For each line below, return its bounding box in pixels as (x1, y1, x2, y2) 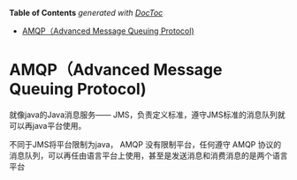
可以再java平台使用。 (9, 120, 87, 131)
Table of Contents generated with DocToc (9, 8, 164, 18)
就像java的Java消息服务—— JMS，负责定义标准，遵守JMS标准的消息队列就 (9, 109, 286, 120)
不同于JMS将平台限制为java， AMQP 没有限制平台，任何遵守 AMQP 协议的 (9, 139, 281, 149)
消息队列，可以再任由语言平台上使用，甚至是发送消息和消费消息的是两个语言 (9, 150, 288, 161)
